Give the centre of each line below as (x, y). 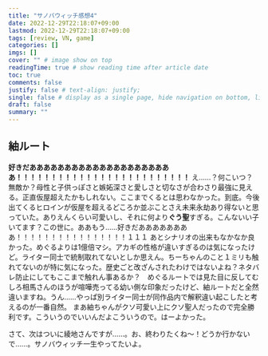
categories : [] (33, 45)
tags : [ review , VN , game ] (51, 38)
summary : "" (28, 113)
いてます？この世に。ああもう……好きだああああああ (95, 227)
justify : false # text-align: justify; (75, 90)
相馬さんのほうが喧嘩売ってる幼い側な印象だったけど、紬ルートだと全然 (140, 287)
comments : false (35, 82)
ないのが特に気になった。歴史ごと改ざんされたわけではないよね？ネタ (137, 267)
